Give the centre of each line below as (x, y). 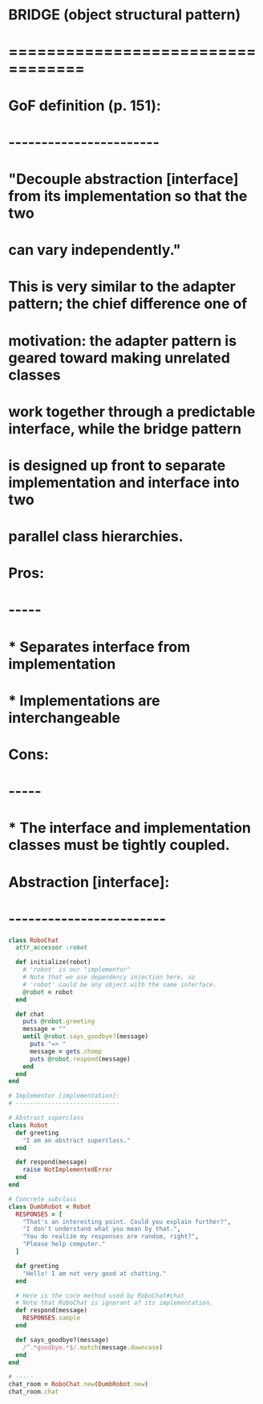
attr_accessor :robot (52, 948)
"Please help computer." (64, 1244)
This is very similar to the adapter (122, 287)
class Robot (28, 1125)
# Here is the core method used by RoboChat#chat (100, 1295)
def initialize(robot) (53, 963)
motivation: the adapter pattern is (123, 341)
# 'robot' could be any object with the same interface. (120, 984)
